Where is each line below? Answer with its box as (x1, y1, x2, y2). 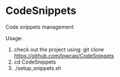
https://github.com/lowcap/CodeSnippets (13, 52, 115, 59)
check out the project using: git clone (13, 45, 104, 53)
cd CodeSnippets (13, 58, 56, 65)
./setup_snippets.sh (13, 64, 62, 71)
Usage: (5, 34, 23, 41)
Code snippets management (5, 23, 74, 30)
